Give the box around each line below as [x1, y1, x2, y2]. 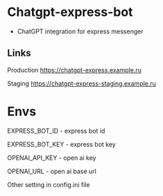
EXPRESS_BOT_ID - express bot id [7, 126, 105, 135]
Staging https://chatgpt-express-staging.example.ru [7, 79, 156, 88]
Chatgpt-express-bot [7, 4, 133, 20]
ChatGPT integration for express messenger [17, 27, 144, 35]
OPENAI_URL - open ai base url [7, 167, 97, 175]
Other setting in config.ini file [7, 180, 90, 188]
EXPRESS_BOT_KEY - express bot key [7, 140, 116, 148]
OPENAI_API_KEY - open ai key [7, 154, 96, 162]
